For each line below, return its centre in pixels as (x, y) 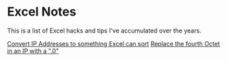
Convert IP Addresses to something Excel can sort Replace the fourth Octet (114, 43)
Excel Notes (42, 12)
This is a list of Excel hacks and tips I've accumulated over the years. (104, 30)
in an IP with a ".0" (33, 51)
